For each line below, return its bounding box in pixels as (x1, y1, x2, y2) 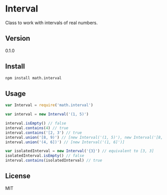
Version (5, 34, 30, 43)
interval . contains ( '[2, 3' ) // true (5, 130, 82, 135)
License (5, 172, 31, 180)
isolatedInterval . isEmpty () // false (5, 153, 85, 158)
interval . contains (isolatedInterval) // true (5, 158, 102, 163)
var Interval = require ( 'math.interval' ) (5, 103, 94, 108)
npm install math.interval (5, 75, 62, 80)
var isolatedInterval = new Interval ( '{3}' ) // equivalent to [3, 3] (5, 149, 154, 154)
